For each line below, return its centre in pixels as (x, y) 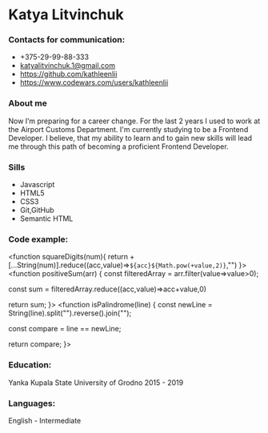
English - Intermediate (45, 420)
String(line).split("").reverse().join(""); (70, 313)
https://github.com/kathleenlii (68, 74)
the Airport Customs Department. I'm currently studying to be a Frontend (128, 129)
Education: (30, 365)
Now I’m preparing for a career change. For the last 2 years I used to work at (134, 121)
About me (28, 103)
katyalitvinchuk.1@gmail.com (68, 66)
